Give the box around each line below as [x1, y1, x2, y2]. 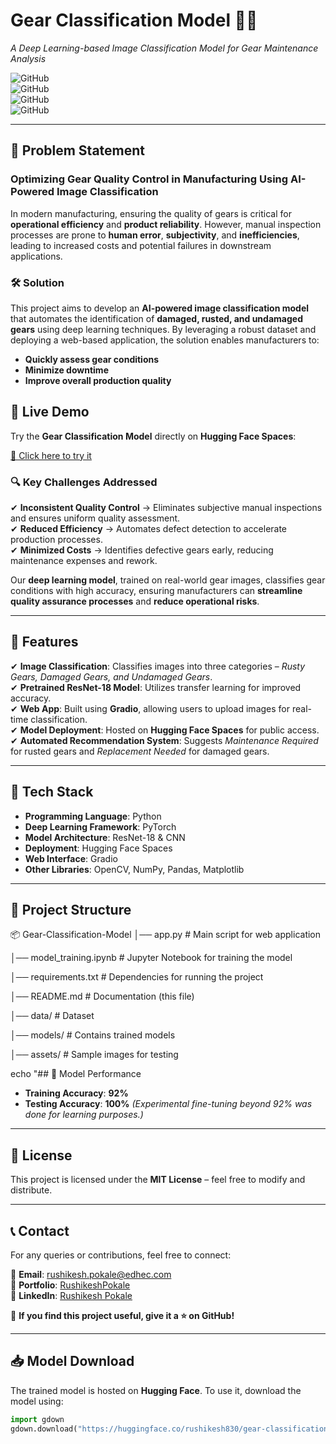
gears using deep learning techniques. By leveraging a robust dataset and [10, 323, 317, 335]
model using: [10, 1395, 64, 1407]
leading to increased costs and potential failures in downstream [10, 239, 272, 251]
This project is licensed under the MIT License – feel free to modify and [10, 1174, 306, 1186]
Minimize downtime [24, 364, 109, 376]
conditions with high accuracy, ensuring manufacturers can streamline [10, 585, 303, 597]
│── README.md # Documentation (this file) [10, 990, 195, 1003]
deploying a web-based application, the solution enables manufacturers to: [10, 334, 320, 346]
